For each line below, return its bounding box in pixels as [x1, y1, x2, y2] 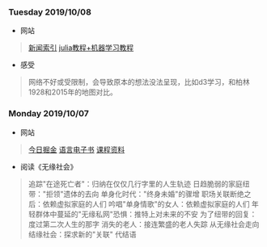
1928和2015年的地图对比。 [28, 87, 117, 97]
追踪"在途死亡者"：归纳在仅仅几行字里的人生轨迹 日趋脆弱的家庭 [28, 178, 243, 188]
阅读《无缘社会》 [19, 161, 78, 171]
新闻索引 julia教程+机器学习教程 [28, 43, 134, 52]
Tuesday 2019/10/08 [8, 6, 91, 18]
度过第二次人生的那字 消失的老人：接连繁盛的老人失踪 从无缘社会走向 [28, 219, 260, 228]
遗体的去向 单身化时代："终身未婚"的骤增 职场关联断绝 [63, 189, 244, 199]
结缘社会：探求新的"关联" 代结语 [28, 229, 137, 239]
